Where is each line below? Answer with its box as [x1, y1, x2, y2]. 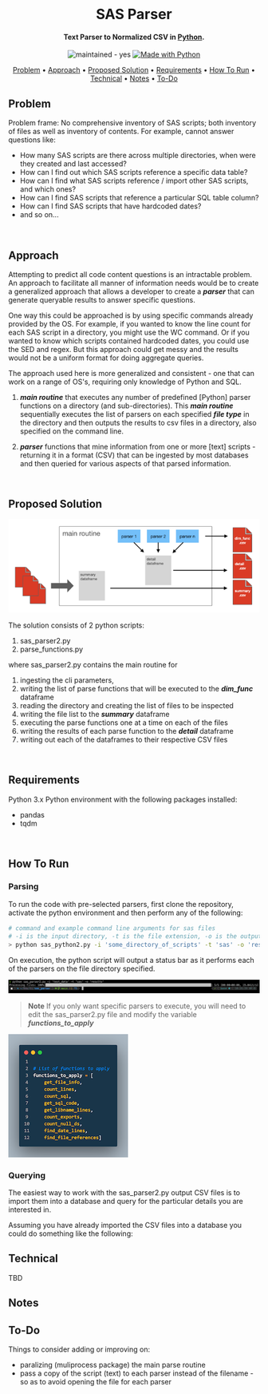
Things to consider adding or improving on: [8, 1344, 150, 1354]
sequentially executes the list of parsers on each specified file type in [19, 410, 250, 419]
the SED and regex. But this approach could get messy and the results [8, 345, 239, 354]
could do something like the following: [8, 1229, 133, 1238]
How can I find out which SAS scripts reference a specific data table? [19, 168, 248, 177]
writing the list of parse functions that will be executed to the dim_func [19, 684, 254, 694]
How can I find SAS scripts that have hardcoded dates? [19, 201, 202, 211]
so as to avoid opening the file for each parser [19, 1377, 172, 1387]
